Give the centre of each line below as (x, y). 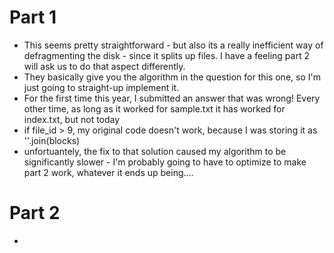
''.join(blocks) (52, 140)
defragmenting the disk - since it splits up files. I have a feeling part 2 (166, 55)
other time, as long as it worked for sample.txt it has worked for (154, 108)
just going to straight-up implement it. (101, 87)
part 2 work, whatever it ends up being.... (108, 172)
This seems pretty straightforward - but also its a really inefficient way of (173, 45)
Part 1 (33, 17)
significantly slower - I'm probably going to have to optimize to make (165, 162)
